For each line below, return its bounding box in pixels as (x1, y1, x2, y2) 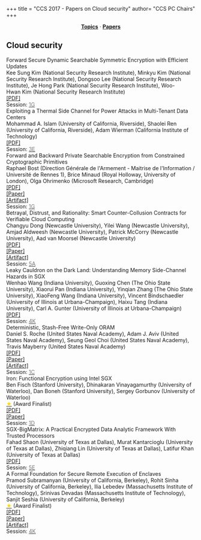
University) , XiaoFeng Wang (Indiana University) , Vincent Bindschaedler (6, 292, 184, 299)
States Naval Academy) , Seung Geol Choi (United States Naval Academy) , (6, 336, 190, 343)
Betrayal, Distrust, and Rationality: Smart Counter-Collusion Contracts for (6, 209, 187, 216)
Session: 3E (6, 145, 36, 152)
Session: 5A (6, 260, 36, 267)
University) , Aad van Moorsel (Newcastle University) (6, 234, 136, 242)
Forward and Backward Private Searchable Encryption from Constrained (6, 152, 185, 159)
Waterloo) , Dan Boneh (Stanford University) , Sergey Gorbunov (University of (6, 387, 195, 394)
